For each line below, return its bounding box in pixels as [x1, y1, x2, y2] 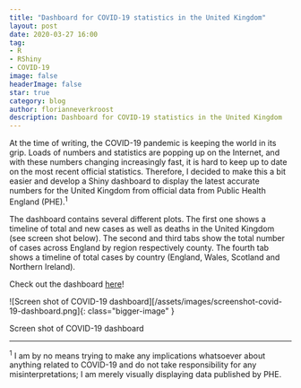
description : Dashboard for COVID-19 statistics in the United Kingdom [9, 113, 282, 122]
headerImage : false [9, 80, 82, 89]
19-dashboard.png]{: [9, 306, 87, 316]
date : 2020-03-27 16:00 [9, 30, 99, 39]
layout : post [9, 22, 58, 30]
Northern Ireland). [9, 261, 76, 272]
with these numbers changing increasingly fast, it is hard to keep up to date [9, 157, 288, 168]
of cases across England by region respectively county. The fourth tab [9, 242, 270, 253]
